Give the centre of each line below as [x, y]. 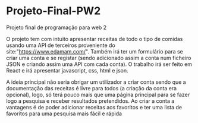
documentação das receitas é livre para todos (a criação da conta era [92, 88]
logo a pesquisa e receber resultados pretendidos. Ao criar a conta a [90, 101]
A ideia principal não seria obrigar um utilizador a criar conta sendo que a [96, 82]
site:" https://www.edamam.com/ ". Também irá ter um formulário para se [95, 51]
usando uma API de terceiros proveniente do [61, 45]
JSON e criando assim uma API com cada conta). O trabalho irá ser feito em [99, 64]
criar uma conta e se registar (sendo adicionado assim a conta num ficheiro [99, 58]
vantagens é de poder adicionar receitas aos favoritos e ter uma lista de [94, 107]
